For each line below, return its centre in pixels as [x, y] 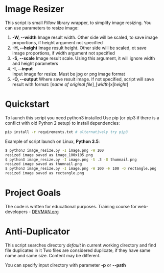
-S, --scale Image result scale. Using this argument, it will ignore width [83, 58]
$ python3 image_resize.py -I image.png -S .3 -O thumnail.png [71, 160]
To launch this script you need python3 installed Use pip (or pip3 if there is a [82, 118]
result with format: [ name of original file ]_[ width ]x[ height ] [70, 84]
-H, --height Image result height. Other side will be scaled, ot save [79, 48]
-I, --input [23, 68]
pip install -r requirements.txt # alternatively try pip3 [67, 132]
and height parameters [35, 63]
